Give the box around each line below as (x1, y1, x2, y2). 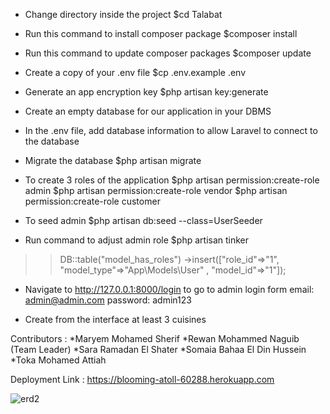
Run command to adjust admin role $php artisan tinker (24, 234, 250, 246)
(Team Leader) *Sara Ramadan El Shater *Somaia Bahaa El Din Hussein (10, 344, 307, 355)
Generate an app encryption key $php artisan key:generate (24, 86, 269, 98)
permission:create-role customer (24, 195, 161, 207)
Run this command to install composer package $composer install (24, 28, 298, 39)
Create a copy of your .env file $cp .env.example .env (24, 67, 247, 78)
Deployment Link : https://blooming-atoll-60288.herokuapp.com (10, 374, 275, 385)
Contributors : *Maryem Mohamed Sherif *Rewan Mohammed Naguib (10, 333, 300, 344)
